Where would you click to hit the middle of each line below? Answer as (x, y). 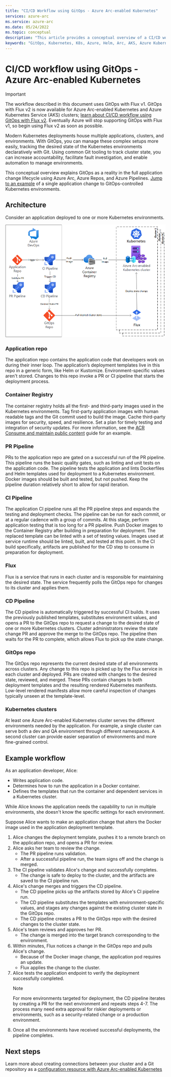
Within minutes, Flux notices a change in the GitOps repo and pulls (82, 946)
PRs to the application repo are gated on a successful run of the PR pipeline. (85, 457)
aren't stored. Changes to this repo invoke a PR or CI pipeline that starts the (84, 376)
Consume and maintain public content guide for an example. (68, 433)
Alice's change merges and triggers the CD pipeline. (67, 886)
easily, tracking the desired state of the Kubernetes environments (74, 146)
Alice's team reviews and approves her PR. (58, 930)
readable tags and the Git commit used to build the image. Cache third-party (85, 417)
